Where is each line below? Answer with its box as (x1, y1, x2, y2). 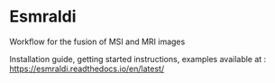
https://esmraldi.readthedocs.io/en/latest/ (9, 63, 165, 74)
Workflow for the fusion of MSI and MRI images (9, 36, 186, 47)
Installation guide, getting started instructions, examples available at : (9, 53, 267, 64)
